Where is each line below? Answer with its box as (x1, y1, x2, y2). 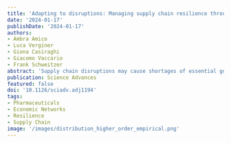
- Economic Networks (7, 106, 67, 113)
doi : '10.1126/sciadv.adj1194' (7, 87, 97, 93)
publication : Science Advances (7, 74, 97, 81)
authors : (7, 29, 32, 36)
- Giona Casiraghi (7, 49, 60, 56)
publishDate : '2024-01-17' (7, 23, 85, 30)
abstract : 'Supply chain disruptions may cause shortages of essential (7, 67, 217, 74)
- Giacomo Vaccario (7, 55, 63, 62)
